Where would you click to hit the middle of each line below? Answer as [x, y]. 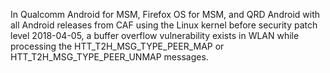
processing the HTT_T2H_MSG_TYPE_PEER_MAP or [117, 46]
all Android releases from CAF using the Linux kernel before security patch [164, 25]
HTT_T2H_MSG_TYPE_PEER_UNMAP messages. [109, 57]
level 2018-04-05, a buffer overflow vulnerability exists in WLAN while [155, 35]
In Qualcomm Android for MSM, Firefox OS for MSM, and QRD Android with [165, 14]
